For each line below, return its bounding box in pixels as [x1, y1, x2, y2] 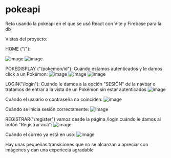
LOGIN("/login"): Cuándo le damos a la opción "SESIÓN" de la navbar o [5, 81, 156, 87]
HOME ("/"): [5, 46, 31, 52]
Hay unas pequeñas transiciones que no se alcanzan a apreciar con [5, 141, 148, 147]
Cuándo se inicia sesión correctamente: [5, 106, 90, 112]
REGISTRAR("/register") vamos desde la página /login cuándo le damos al [5, 116, 161, 122]
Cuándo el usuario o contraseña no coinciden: [5, 96, 103, 102]
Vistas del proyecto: [5, 36, 48, 42]
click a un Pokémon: [5, 71, 48, 77]
